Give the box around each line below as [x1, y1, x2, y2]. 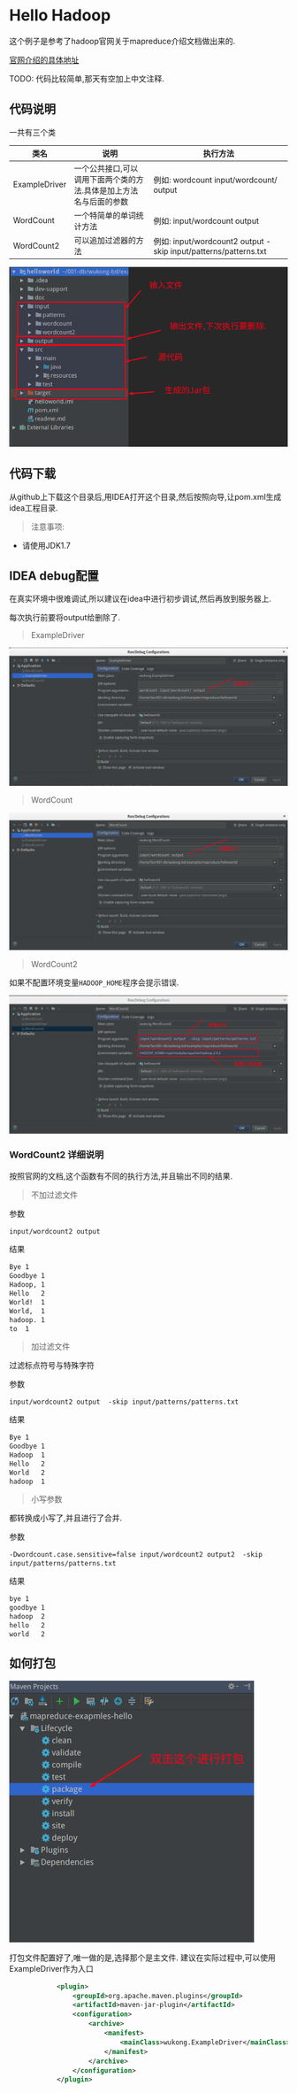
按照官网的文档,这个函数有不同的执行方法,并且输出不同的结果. [9, 1170, 233, 1181]
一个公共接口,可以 [73, 163, 139, 173]
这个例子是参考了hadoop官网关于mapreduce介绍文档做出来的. [9, 35, 236, 46]
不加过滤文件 [30, 1189, 78, 1200]
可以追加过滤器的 [73, 235, 137, 245]
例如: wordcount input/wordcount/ [153, 174, 278, 185]
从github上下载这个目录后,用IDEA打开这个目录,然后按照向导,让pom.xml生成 [9, 491, 282, 502]
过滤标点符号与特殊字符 [9, 1359, 95, 1370]
